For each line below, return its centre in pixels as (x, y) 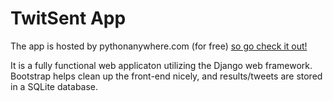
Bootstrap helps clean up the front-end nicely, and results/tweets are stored (166, 76)
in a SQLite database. (54, 86)
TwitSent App (68, 18)
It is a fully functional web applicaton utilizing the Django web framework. (161, 65)
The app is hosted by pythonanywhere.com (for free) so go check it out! (159, 46)
